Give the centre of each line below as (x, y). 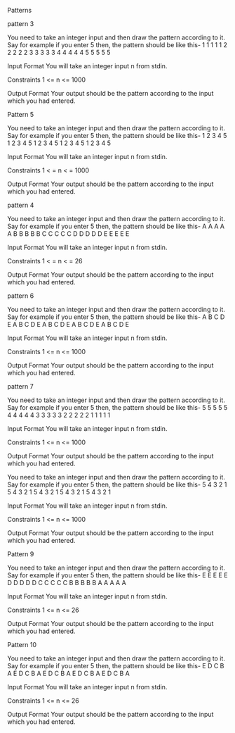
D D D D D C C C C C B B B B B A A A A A (67, 583)
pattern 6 (21, 296)
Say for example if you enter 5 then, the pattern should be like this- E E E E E (117, 575)
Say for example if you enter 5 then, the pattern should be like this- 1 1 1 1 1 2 (117, 45)
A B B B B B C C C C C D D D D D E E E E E (68, 234)
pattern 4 (21, 205)
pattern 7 (20, 386)
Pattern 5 (20, 114)
